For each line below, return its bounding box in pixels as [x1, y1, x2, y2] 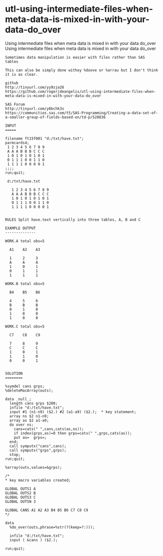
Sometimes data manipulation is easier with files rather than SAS [5, 55, 145, 60]
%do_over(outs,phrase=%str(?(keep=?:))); [9, 525, 95, 530]
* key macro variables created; [5, 477, 71, 483]
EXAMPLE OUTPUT [5, 226, 36, 230]
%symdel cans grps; [5, 384, 45, 389]
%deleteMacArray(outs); [5, 388, 54, 393]
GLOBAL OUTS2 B [5, 491, 36, 495]
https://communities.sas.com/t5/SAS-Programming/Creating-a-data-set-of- [5, 110, 159, 115]
